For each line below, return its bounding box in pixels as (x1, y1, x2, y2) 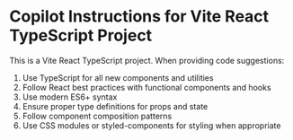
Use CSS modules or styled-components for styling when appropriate (22, 119, 281, 131)
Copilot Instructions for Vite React (9, 6, 270, 27)
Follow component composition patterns (22, 110, 173, 121)
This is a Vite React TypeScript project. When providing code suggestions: (9, 55, 285, 66)
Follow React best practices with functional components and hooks (22, 82, 271, 92)
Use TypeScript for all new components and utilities (22, 72, 214, 83)
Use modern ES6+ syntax (22, 92, 118, 102)
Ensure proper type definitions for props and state (22, 101, 209, 111)
